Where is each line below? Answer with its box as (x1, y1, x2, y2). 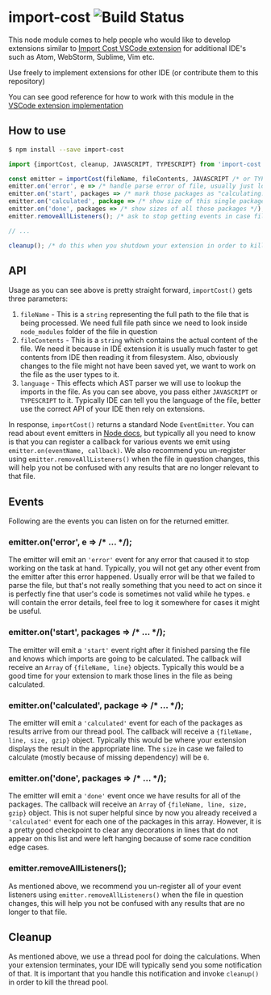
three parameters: (8, 294, 69, 303)
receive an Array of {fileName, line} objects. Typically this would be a (8, 662, 244, 671)
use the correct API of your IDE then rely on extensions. (19, 404, 206, 414)
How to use (8, 124, 66, 138)
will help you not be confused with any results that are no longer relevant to (8, 463, 260, 472)
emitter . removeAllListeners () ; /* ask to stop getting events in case (8, 212, 251, 220)
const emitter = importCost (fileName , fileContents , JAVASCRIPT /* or (8, 175, 251, 183)
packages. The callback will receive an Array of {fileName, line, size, (8, 799, 248, 809)
